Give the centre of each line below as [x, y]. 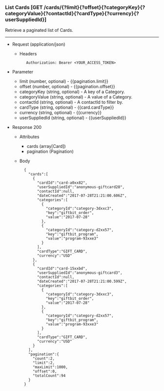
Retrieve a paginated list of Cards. [39, 30]
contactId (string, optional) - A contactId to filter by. [71, 102]
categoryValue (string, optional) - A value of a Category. [76, 97]
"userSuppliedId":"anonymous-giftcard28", [81, 187]
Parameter [23, 72]
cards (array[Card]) [46, 147]
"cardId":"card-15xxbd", [62, 269]
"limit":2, [44, 363]
